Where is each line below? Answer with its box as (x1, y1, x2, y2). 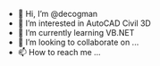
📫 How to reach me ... (17, 47, 101, 57)
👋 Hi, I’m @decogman (17, 9, 98, 19)
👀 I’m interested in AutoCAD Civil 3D (17, 18, 152, 29)
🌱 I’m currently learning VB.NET (17, 28, 135, 37)
